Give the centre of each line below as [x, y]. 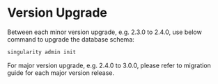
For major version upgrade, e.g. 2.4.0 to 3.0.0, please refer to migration [109, 65]
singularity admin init [42, 52]
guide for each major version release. [61, 73]
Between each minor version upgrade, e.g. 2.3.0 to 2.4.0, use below [104, 32]
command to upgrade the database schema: [71, 39]
